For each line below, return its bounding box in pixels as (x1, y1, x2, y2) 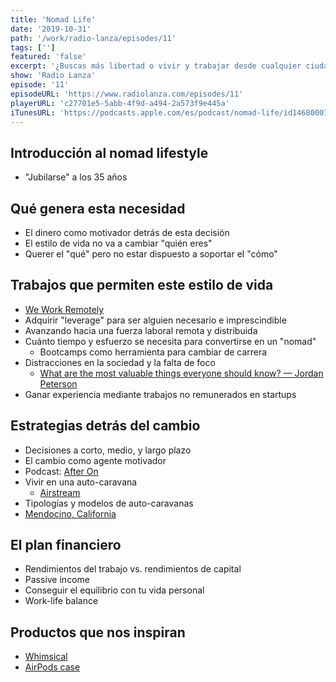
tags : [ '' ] (10, 42, 56, 53)
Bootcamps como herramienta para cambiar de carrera (39, 346, 268, 358)
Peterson (39, 377, 78, 390)
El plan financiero (10, 537, 122, 554)
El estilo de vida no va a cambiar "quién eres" (24, 237, 213, 249)
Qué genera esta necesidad (10, 200, 186, 217)
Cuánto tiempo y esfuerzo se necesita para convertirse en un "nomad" (24, 335, 317, 347)
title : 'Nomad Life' (10, 14, 97, 25)
